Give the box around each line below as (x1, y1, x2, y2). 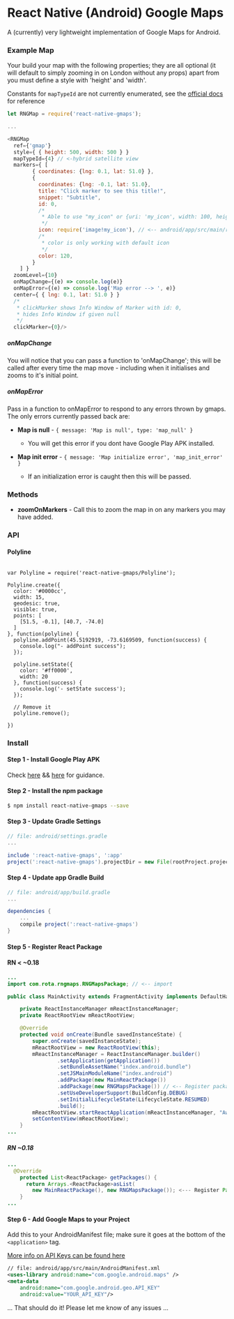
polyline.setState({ (13, 661, 73, 668)
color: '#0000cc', (13, 587, 68, 594)
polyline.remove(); (13, 709, 70, 716)
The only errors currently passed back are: (7, 412, 130, 421)
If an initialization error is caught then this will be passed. (27, 472, 192, 481)
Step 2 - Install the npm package (7, 787, 103, 795)
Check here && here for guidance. (7, 771, 104, 779)
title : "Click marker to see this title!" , (38, 187, 167, 195)
